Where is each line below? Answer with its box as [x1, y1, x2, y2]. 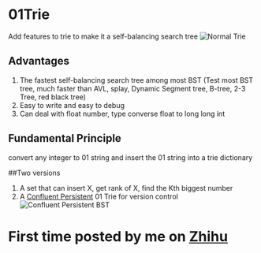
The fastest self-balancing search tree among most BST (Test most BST [19, 75, 254, 84]
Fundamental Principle [8, 132, 122, 145]
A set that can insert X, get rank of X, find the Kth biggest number [19, 183, 233, 192]
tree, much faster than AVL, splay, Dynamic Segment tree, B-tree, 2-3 [19, 84, 246, 93]
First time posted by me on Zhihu [8, 227, 229, 245]
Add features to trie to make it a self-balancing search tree [8, 32, 199, 41]
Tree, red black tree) [19, 92, 87, 102]
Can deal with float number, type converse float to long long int [19, 109, 226, 118]
